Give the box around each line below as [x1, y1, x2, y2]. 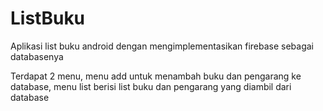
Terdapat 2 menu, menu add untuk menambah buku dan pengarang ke [10, 70, 302, 82]
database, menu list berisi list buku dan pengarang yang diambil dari [10, 80, 292, 92]
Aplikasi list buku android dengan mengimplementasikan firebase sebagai [10, 40, 315, 52]
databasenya [10, 50, 64, 62]
